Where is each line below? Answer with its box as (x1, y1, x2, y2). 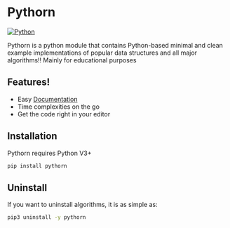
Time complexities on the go (17, 102, 100, 111)
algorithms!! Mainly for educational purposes (7, 55, 137, 64)
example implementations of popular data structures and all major (7, 48, 198, 57)
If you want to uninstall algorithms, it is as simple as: (7, 201, 158, 209)
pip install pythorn (7, 162, 68, 169)
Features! (7, 76, 50, 88)
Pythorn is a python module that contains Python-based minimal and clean (7, 41, 223, 49)
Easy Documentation (17, 95, 78, 103)
